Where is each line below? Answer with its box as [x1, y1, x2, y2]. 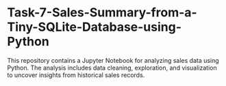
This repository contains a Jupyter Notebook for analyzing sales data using [7, 56, 219, 64]
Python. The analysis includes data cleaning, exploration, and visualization [7, 63, 217, 72]
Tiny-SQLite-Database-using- [7, 19, 182, 35]
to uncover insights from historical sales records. [7, 70, 145, 79]
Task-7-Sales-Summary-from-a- [7, 5, 197, 20]
